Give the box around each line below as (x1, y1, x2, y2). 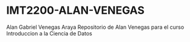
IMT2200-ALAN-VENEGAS (6, 4, 144, 17)
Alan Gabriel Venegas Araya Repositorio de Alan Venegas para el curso (6, 23, 185, 31)
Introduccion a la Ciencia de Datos (6, 29, 92, 37)
